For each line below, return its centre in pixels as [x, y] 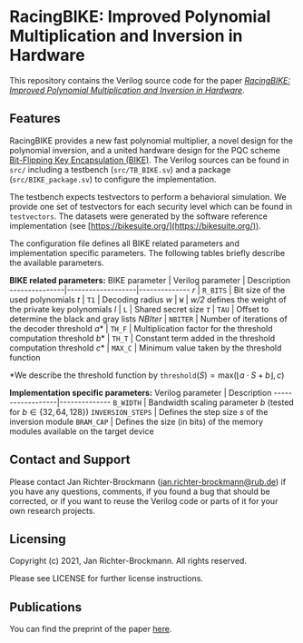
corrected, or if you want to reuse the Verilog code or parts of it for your [144, 500]
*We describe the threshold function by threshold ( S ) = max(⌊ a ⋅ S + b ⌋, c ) [147, 375]
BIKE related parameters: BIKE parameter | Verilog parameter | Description [150, 280]
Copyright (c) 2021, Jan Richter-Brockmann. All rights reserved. [128, 561]
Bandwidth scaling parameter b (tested [221, 402]
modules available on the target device [82, 431]
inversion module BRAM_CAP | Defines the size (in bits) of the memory [137, 421]
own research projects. [53, 510]
